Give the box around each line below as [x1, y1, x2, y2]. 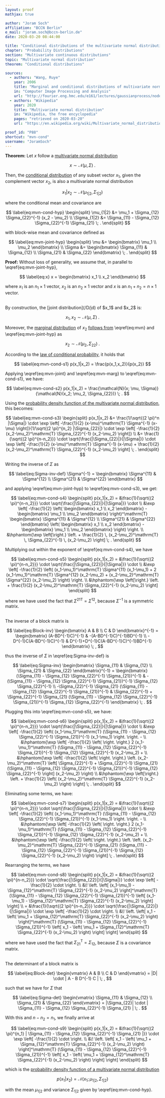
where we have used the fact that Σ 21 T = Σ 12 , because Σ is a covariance [5, 939, 151, 947]
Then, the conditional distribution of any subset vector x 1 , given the [5, 172, 141, 179]
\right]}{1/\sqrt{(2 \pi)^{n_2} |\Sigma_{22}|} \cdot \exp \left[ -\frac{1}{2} [16, 425, 160, 431]
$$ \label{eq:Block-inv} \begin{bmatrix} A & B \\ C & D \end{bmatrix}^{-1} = [6, 627, 159, 634]
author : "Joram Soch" [5, 21, 50, 26]
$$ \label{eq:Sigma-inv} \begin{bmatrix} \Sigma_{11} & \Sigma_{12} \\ [12, 662, 153, 668]
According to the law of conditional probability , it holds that [5, 352, 125, 357]
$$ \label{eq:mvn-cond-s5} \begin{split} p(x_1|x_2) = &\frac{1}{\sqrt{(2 [11, 556, 154, 562]
